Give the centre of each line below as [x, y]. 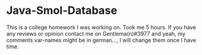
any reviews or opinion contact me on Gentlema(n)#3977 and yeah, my [96, 33]
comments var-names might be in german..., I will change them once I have [101, 40]
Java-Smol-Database [62, 11]
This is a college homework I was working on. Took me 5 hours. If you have [101, 27]
